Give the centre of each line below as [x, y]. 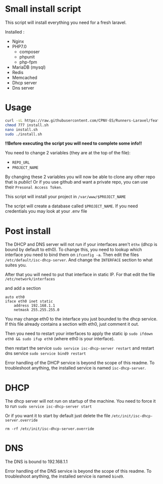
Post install [28, 231]
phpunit [27, 56]
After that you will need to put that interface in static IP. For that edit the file [80, 275]
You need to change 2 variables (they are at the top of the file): [68, 153]
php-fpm [28, 62]
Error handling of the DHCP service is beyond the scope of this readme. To [80, 363]
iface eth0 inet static [29, 301]
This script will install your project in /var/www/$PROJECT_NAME [65, 197]
